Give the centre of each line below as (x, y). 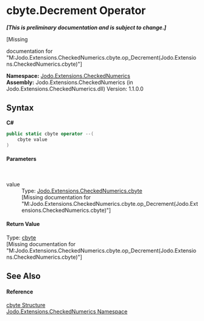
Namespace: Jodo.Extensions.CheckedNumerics (69, 76)
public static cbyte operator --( (50, 134)
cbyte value (32, 139)
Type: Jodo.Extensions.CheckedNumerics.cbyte (82, 191)
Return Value (23, 224)
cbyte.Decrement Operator (76, 11)
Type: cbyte (21, 238)
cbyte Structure (26, 305)
